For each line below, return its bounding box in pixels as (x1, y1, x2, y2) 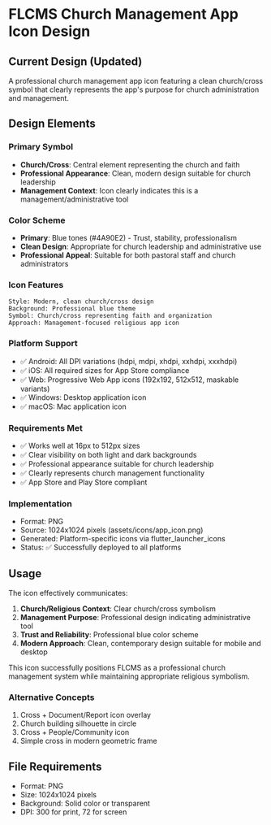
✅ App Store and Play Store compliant (19, 477, 148, 487)
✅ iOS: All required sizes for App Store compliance (19, 365, 190, 375)
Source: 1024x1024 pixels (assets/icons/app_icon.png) (19, 525, 204, 535)
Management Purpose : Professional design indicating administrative (19, 612, 252, 622)
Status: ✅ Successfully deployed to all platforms (19, 542, 182, 553)
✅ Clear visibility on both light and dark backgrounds (19, 449, 197, 459)
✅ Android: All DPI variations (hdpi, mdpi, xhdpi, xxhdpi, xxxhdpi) (19, 356, 238, 366)
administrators (19, 258, 69, 268)
